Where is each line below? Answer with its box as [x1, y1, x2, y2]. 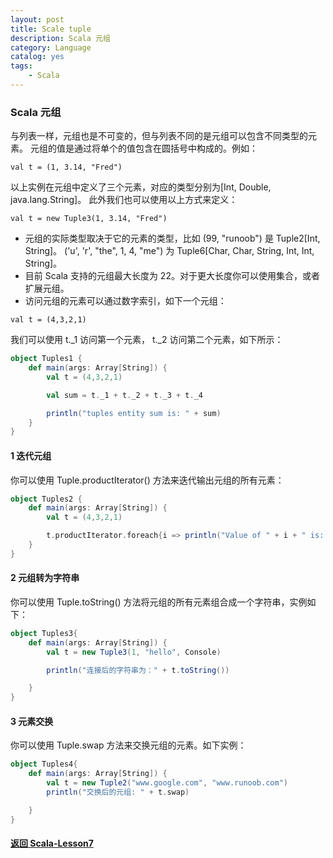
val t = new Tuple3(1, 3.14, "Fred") [10, 214, 168, 224]
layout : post [10, 14, 65, 25]
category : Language [10, 42, 92, 53]
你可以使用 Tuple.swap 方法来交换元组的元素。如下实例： [10, 739, 247, 751]
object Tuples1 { [10, 354, 83, 364]
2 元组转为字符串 [10, 572, 80, 584]
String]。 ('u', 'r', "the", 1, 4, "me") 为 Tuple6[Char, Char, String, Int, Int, [24, 245, 315, 257]
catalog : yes [10, 52, 65, 62]
